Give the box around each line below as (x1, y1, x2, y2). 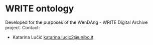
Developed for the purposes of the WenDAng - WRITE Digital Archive (5, 19, 148, 25)
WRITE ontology (5, 3, 74, 14)
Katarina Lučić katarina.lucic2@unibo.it (12, 34, 94, 40)
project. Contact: (5, 24, 40, 30)
